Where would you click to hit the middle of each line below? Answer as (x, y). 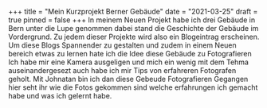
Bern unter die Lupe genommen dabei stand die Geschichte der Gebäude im (133, 28)
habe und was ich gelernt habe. (60, 96)
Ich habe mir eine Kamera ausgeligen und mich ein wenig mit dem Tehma (129, 62)
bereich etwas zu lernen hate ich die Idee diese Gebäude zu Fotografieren (130, 54)
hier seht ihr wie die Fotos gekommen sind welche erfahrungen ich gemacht (133, 87)
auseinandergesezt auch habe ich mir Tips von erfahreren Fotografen (122, 70)
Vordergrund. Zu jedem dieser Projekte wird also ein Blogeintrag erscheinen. (134, 37)
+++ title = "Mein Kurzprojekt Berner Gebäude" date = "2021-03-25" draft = (133, 12)
